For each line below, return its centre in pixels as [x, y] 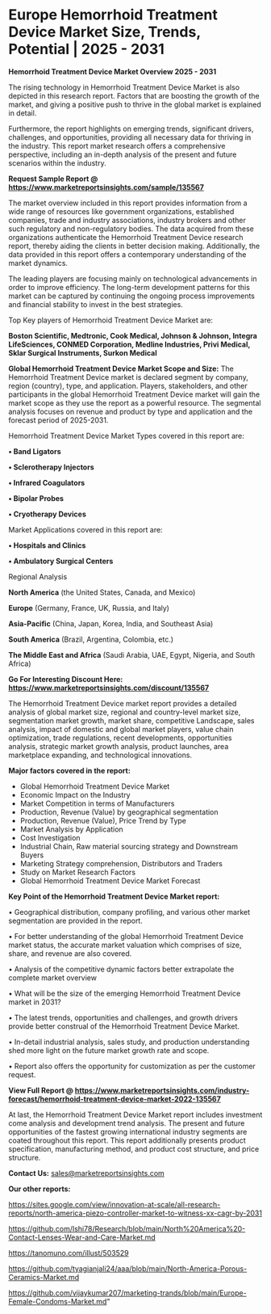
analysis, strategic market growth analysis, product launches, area [119, 746]
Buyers [32, 855]
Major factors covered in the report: [69, 770]
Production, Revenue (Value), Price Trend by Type [103, 820]
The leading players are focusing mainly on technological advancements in [133, 278]
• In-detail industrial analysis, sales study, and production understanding [129, 1042]
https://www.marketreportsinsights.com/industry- [162, 1090]
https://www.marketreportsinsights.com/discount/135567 [109, 688]
